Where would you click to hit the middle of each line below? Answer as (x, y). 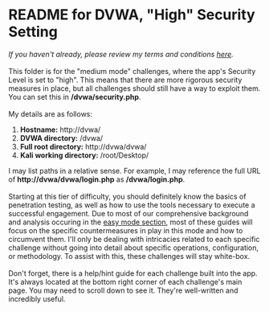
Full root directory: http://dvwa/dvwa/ (83, 146)
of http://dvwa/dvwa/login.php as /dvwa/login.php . (97, 179)
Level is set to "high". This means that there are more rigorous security (125, 80)
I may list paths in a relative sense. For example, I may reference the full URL (134, 170)
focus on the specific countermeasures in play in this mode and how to (126, 230)
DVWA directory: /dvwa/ (61, 138)
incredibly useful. (37, 298)
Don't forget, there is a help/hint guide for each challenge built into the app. (133, 273)
